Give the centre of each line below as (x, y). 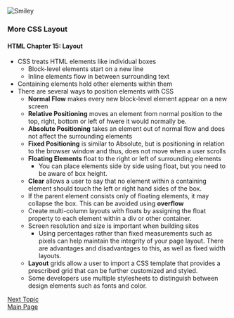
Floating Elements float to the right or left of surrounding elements (124, 159)
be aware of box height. (73, 174)
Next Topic (23, 300)
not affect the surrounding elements (80, 136)
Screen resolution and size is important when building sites (113, 226)
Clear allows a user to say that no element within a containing (117, 181)
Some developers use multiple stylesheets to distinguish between (123, 279)
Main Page (23, 307)
